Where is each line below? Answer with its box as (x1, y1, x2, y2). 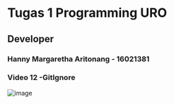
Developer (7, 33, 54, 45)
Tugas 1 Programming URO (7, 5, 168, 21)
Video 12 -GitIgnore (7, 72, 76, 82)
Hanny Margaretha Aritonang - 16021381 (7, 54, 150, 64)
